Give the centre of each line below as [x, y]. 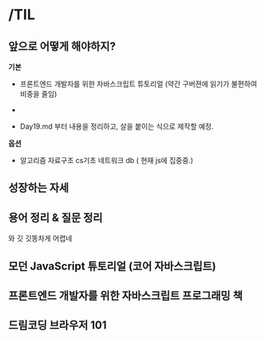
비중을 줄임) [38, 94]
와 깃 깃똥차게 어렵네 [40, 238]
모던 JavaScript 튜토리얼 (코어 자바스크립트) [113, 266]
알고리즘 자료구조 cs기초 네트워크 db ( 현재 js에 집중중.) [107, 160]
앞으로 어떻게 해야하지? [62, 46]
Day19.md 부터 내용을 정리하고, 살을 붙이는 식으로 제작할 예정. [117, 126]
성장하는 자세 [39, 188]
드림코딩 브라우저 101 [57, 325]
